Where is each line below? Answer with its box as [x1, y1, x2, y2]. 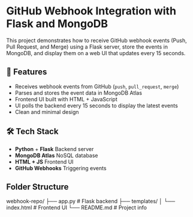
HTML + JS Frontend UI [14, 158, 74, 165]
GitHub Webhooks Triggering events [14, 164, 107, 171]
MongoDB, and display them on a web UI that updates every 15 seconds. [6, 49, 186, 56]
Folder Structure [6, 182, 69, 192]
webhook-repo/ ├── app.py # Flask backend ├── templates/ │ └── [6, 198, 176, 205]
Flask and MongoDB [6, 17, 108, 31]
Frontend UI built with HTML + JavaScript [14, 95, 118, 103]
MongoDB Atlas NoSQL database [14, 152, 98, 159]
